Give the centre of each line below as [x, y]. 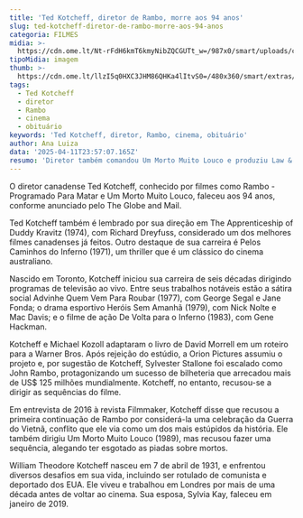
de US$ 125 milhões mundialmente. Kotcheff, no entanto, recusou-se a [141, 382]
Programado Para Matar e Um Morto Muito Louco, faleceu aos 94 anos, [142, 196]
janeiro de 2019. [39, 504]
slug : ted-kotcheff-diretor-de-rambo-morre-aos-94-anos [116, 26]
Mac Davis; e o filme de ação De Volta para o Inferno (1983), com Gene [142, 317]
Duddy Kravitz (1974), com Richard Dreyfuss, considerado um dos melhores [150, 232]
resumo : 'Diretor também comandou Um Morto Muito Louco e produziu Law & [151, 160]
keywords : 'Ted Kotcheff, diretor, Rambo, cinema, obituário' [129, 135]
